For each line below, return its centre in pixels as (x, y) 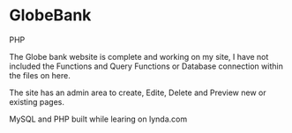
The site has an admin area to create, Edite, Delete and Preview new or (138, 92)
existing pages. (37, 101)
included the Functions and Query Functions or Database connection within (146, 66)
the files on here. (40, 75)
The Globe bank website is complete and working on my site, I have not (139, 56)
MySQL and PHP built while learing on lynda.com (98, 119)
